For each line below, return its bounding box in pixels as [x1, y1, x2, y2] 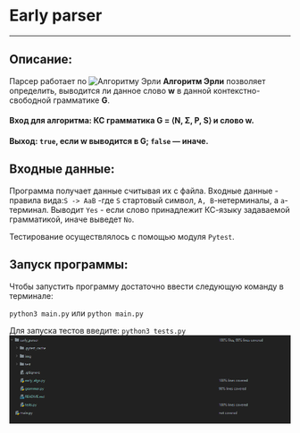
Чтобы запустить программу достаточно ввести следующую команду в [9, 281, 284, 292]
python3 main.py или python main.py [9, 308, 145, 318]
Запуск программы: [9, 257, 129, 273]
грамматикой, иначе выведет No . [9, 214, 135, 225]
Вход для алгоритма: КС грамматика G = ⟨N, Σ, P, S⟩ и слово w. [9, 115, 254, 126]
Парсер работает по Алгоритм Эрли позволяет [9, 75, 266, 86]
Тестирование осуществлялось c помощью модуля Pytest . [9, 231, 235, 242]
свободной [9, 95, 52, 106]
